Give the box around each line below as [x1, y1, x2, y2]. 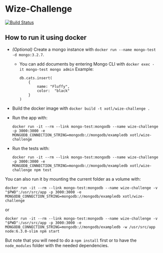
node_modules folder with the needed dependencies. [5, 242, 109, 248]
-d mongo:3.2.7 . [12, 51, 45, 57]
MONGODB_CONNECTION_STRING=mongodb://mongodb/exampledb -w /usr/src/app [5, 224, 156, 229]
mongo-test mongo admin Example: [26, 66, 94, 72]
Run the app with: [12, 115, 48, 120]
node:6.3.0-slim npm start [5, 229, 60, 234]
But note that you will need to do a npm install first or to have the [5, 237, 137, 243]
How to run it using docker [5, 34, 87, 42]
